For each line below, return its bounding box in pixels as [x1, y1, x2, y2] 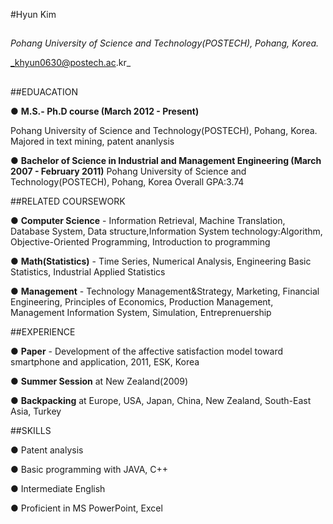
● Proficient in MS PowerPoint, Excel [10, 502, 163, 514]
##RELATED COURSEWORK [10, 195, 126, 207]
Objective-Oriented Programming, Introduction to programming [10, 235, 271, 248]
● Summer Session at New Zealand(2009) [10, 375, 189, 387]
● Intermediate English [10, 482, 106, 494]
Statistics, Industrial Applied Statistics [10, 265, 166, 278]
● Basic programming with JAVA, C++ [10, 463, 169, 475]
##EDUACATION [10, 85, 79, 98]
